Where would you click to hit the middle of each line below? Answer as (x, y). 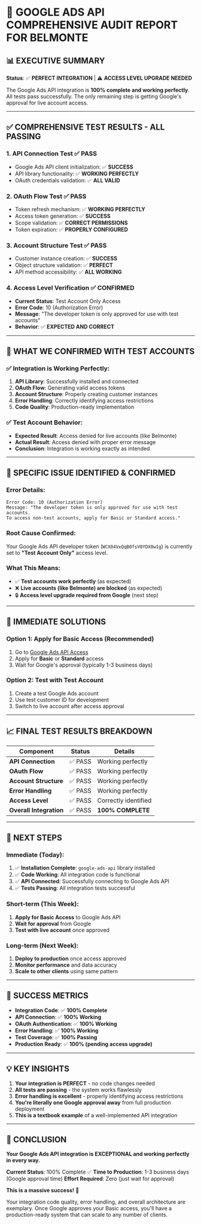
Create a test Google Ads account (57, 693)
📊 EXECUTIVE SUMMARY (56, 60)
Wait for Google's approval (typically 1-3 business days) (84, 665)
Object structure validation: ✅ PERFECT (64, 265)
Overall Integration (36, 810)
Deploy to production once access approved (71, 958)
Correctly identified (124, 800)
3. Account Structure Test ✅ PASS (57, 245)
